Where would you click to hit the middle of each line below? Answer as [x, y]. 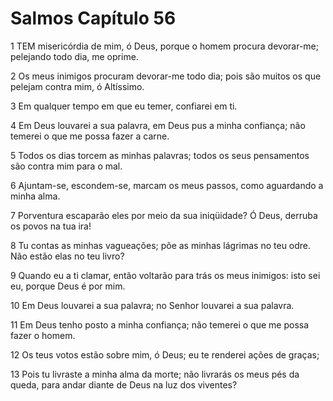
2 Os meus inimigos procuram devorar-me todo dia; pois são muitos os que [166, 76]
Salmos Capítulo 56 [93, 18]
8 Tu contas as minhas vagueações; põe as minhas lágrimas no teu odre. [161, 245]
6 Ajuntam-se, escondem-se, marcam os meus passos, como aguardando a [167, 185]
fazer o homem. [43, 335]
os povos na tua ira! [51, 226]
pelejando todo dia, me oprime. [74, 56]
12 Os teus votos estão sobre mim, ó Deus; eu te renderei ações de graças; [165, 354]
